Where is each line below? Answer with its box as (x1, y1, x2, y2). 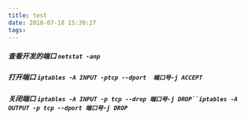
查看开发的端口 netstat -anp (8, 51, 101, 60)
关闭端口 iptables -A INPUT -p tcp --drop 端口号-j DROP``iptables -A (8, 93, 238, 103)
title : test (8, 11, 47, 20)
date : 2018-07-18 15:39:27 (8, 19, 97, 27)
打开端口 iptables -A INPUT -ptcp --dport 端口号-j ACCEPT (8, 72, 203, 82)
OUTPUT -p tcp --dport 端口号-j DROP (8, 104, 128, 112)
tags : (8, 26, 26, 34)
